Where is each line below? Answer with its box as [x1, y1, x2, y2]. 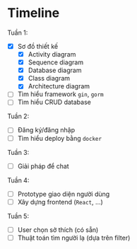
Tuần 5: [7, 212, 30, 220]
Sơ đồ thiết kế [17, 42, 59, 50]
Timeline [7, 5, 60, 21]
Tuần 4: [7, 175, 30, 185]
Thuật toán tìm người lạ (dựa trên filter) [17, 233, 131, 242]
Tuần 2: [7, 112, 30, 121]
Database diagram [28, 66, 82, 75]
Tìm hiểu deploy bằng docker [17, 134, 102, 142]
